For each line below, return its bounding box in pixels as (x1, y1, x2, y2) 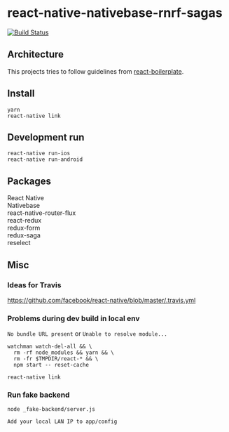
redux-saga (7, 231, 41, 240)
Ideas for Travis (7, 280, 62, 289)
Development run (7, 131, 85, 143)
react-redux (7, 216, 42, 225)
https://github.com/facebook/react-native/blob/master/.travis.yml (7, 296, 196, 304)
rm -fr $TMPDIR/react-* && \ (13, 355, 99, 362)
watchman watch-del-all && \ (7, 343, 92, 351)
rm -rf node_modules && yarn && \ (13, 349, 114, 356)
